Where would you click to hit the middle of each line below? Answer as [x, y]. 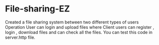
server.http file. [20, 37]
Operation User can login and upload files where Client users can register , [79, 27]
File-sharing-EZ [38, 9]
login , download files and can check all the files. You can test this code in [79, 32]
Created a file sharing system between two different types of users [72, 22]
